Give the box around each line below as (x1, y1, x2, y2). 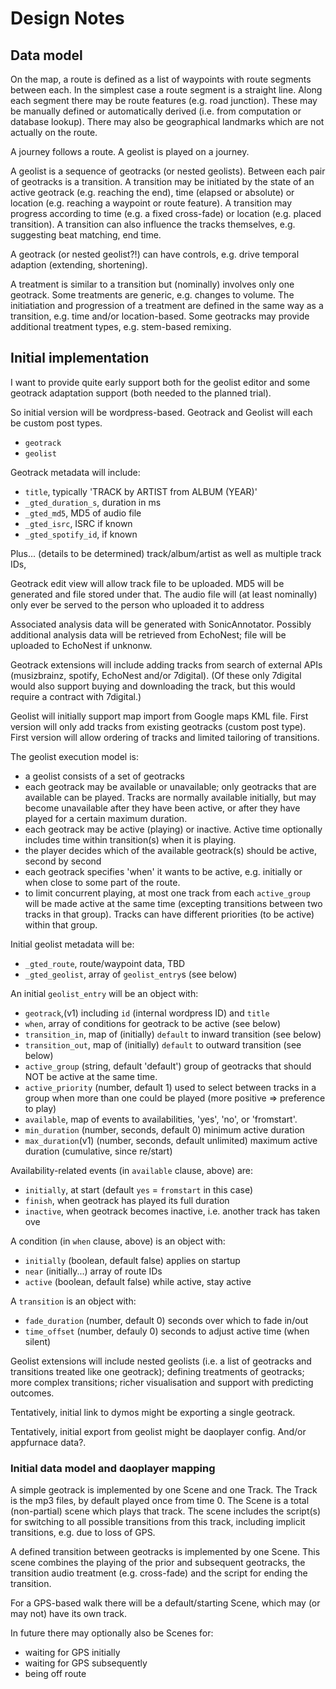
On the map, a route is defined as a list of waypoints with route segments (10, 73, 312, 85)
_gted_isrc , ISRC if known (24, 517, 133, 529)
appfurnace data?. (10, 1436, 87, 1448)
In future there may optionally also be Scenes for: (10, 1627, 214, 1639)
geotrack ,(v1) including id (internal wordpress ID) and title (24, 1007, 270, 1019)
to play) (24, 1102, 57, 1114)
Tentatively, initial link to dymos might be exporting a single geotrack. (10, 1406, 296, 1418)
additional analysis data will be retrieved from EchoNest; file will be (10, 628, 287, 641)
